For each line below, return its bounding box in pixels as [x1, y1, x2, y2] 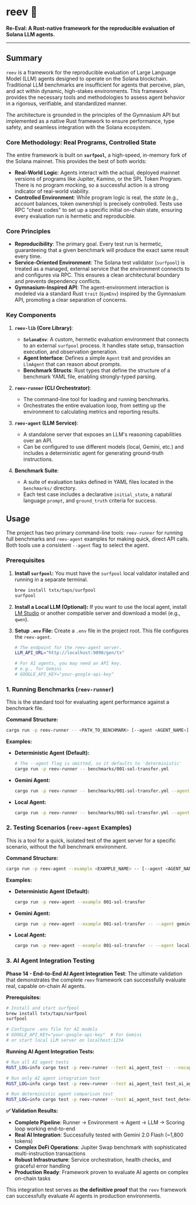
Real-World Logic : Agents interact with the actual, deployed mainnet [14, 169, 180, 176]
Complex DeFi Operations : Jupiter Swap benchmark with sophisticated [14, 1144, 187, 1151]
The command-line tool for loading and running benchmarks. [23, 395, 170, 402]
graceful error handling [14, 1162, 71, 1169]
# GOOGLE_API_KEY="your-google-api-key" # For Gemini [6, 1032, 142, 1038]
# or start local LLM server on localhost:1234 [6, 1038, 124, 1044]
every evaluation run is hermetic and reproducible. [14, 213, 136, 220]
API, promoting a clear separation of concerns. [14, 297, 127, 304]
